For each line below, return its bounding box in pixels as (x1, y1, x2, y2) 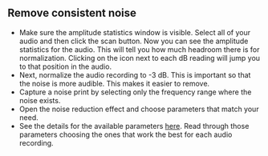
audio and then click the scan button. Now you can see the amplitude (18, 36, 249, 46)
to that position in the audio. (18, 62, 112, 71)
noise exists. (18, 95, 61, 105)
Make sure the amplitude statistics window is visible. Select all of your (18, 27, 251, 37)
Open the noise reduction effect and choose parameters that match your (18, 104, 259, 114)
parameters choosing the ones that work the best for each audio (18, 130, 233, 139)
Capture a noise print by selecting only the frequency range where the (18, 87, 252, 97)
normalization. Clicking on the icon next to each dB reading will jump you (18, 53, 261, 62)
